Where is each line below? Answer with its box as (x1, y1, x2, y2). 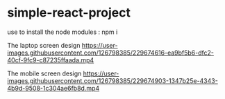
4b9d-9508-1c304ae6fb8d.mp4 (7, 84, 100, 92)
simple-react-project (7, 5, 131, 21)
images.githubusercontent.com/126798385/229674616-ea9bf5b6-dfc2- (7, 48, 214, 57)
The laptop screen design (7, 41, 81, 49)
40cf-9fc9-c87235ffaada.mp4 (7, 55, 94, 64)
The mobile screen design (7, 69, 82, 78)
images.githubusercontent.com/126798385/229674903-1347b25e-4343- (7, 76, 219, 84)
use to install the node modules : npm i (7, 28, 118, 36)
